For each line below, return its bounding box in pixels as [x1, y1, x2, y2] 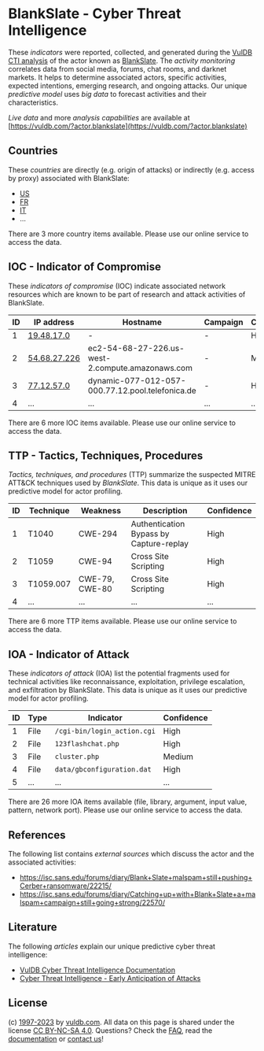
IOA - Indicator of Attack [8, 647, 130, 661]
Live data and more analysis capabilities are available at [8, 113, 190, 122]
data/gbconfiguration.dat [54, 765, 152, 774]
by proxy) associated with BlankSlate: [8, 173, 130, 183]
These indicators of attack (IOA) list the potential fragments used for [8, 668, 230, 678]
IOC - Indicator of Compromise [8, 261, 161, 274]
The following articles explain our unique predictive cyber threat [8, 942, 216, 951]
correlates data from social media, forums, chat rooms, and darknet [8, 64, 227, 73]
